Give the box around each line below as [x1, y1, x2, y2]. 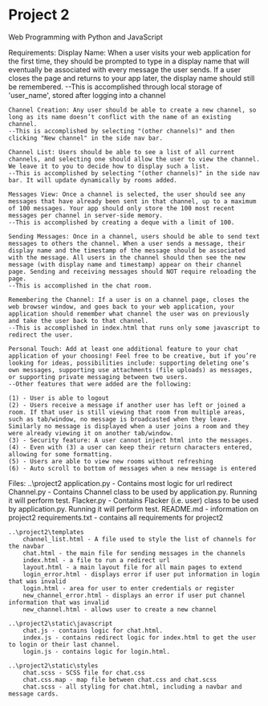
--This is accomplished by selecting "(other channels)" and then [8, 127, 235, 135]
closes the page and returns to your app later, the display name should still [8, 73, 255, 83]
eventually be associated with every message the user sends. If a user [8, 64, 242, 74]
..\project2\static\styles [8, 661, 99, 670]
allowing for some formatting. [8, 450, 113, 459]
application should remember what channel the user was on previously [8, 309, 250, 318]
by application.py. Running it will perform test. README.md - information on [8, 504, 259, 513]
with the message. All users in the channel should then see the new [8, 253, 246, 262]
